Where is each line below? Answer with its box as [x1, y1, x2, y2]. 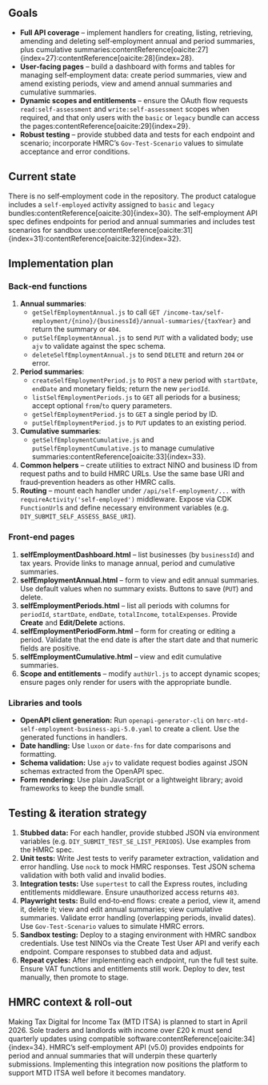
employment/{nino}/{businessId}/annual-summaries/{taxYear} [31, 318, 237, 326]
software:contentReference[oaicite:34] [126, 1034, 255, 1043]
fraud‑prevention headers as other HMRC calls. [19, 478, 176, 487]
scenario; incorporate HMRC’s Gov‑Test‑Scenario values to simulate [19, 138, 244, 147]
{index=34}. [8, 1042, 48, 1051]
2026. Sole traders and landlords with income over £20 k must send [8, 1025, 232, 1035]
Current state [8, 170, 77, 183]
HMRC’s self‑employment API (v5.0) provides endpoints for [49, 1042, 244, 1051]
